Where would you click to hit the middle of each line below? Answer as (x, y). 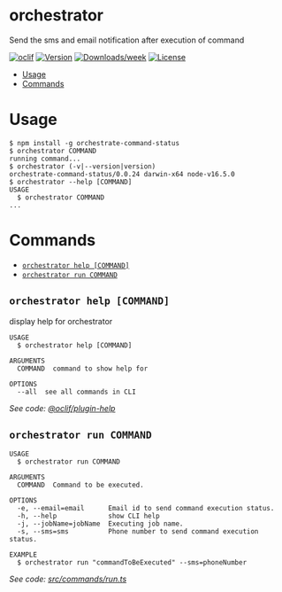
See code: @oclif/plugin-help (62, 408)
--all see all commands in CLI (77, 392)
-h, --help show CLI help (89, 516)
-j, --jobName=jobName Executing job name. (100, 524)
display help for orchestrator (61, 321)
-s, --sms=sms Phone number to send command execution (138, 532)
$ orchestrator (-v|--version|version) (83, 166)
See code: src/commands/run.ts (68, 579)
